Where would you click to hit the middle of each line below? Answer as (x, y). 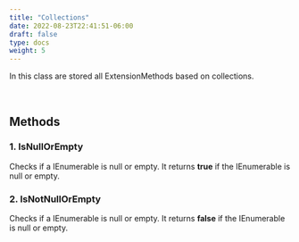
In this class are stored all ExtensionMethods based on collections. (132, 76)
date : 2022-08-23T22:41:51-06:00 (71, 26)
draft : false (33, 34)
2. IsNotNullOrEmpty (55, 199)
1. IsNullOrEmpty (46, 146)
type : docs (29, 42)
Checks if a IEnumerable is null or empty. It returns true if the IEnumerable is (150, 166)
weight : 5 (28, 51)
